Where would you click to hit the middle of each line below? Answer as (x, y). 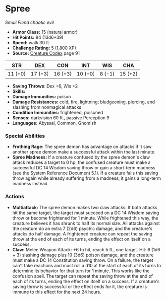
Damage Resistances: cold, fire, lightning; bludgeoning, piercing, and (83, 102)
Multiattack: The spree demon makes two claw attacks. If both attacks (85, 207)
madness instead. (30, 184)
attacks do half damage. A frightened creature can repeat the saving (82, 233)
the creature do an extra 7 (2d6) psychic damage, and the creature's (82, 228)
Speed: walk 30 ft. (31, 42)
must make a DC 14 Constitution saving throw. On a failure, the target (83, 260)
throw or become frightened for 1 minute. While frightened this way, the (85, 218)
